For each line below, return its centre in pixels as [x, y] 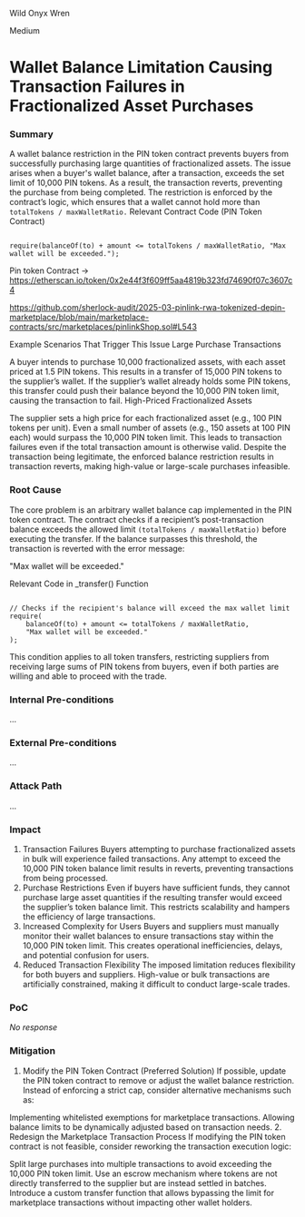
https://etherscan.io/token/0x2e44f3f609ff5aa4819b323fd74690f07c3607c [151, 280]
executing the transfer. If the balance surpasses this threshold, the [133, 538]
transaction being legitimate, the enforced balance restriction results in [142, 456]
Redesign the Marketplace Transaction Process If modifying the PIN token [148, 1136]
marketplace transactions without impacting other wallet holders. [131, 1202]
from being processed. [65, 878]
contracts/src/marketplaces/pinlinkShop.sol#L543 [103, 327]
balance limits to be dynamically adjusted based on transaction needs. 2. [146, 1127]
